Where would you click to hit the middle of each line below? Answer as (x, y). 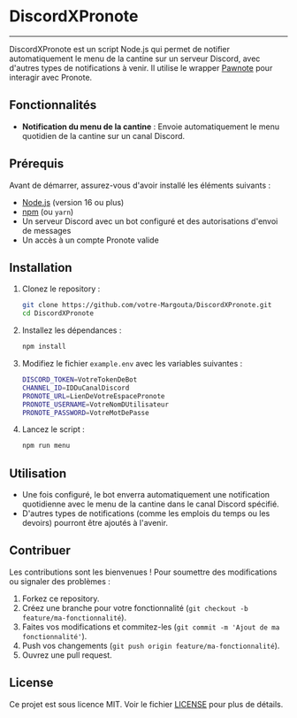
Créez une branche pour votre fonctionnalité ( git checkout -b (135, 607)
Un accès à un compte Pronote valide (90, 240)
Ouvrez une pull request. (67, 655)
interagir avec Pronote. (51, 77)
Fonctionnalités (53, 105)
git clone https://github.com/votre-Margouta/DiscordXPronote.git (147, 305)
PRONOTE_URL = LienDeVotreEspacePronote (93, 396)
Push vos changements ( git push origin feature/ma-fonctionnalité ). (151, 645)
